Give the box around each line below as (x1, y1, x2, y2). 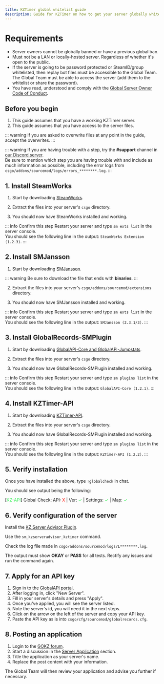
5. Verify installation (5, 465, 68, 473)
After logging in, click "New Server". (12, 590, 85, 596)
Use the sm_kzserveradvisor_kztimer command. (5, 534, 102, 540)
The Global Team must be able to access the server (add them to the (12, 75, 151, 81)
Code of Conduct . (12, 90, 48, 96)
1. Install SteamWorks (5, 182, 72, 190)
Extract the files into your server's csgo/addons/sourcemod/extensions (12, 284, 152, 291)
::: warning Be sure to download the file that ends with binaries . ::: (5, 275, 138, 281)
